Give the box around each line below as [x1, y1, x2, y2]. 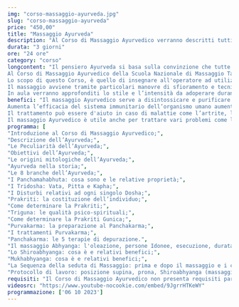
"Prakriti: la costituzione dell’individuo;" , [7, 196, 148, 203]
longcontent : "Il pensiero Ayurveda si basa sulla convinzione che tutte [7, 63, 231, 71]
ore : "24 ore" [7, 51, 50, 58]
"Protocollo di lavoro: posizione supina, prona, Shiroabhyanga [7, 269, 202, 276]
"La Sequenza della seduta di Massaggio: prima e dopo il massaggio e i [7, 262, 228, 269]
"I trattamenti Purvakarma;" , [7, 229, 97, 236]
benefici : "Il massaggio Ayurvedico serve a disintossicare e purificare [7, 97, 231, 104]
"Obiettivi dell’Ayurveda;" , [7, 150, 94, 157]
